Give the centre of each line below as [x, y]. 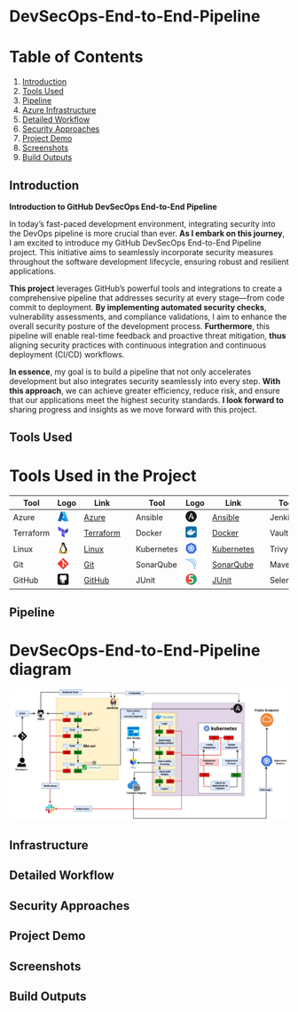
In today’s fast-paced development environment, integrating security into [142, 223]
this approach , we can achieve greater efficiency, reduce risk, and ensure [145, 390]
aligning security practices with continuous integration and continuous [138, 345]
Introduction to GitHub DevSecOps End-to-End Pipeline [113, 206]
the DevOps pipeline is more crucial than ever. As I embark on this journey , [147, 233]
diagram [41, 670]
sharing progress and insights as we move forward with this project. [133, 409]
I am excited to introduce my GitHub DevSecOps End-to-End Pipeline [135, 243]
